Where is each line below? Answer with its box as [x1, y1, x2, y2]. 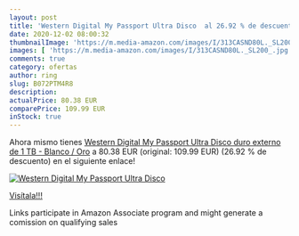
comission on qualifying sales [9, 217, 118, 228]
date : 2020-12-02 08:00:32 [9, 29, 109, 38]
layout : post [9, 12, 58, 22]
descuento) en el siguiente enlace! [9, 156, 136, 167]
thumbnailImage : [9, 37, 69, 47]
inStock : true [9, 112, 62, 121]
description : [9, 87, 58, 96]
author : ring [9, 71, 58, 80]
